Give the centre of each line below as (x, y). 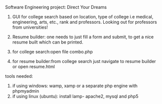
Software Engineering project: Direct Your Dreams (56, 7)
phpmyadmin (26, 91)
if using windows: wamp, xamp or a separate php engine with (75, 86)
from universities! (30, 27)
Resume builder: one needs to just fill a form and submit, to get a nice (83, 37)
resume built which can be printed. (48, 42)
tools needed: (19, 76)
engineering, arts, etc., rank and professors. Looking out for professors (84, 22)
